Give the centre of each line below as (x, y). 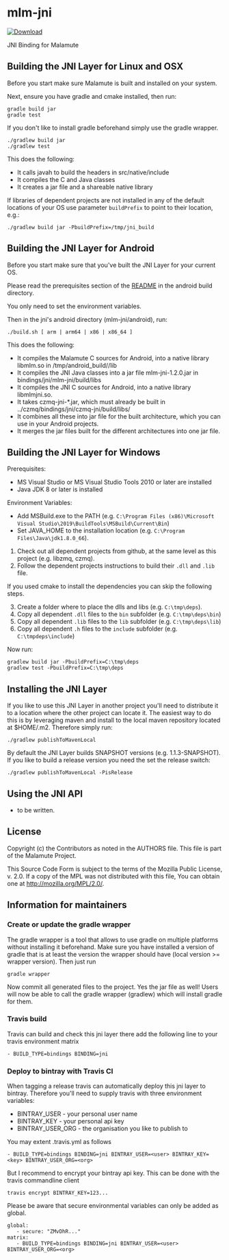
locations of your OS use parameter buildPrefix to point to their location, (110, 207)
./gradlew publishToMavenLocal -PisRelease (70, 773)
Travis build (27, 1019)
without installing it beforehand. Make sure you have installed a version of (111, 947)
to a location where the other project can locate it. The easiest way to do (109, 713)
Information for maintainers (67, 905)
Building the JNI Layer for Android (81, 248)
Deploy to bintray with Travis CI (60, 1071)
